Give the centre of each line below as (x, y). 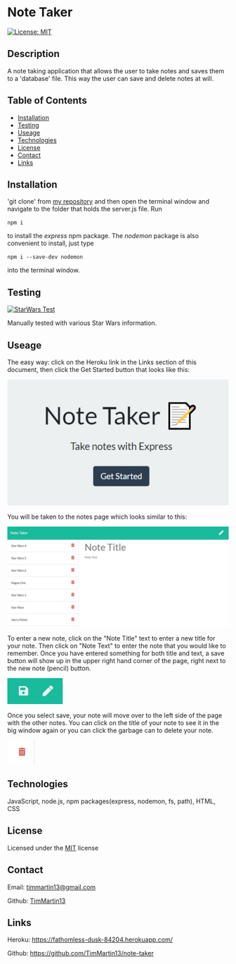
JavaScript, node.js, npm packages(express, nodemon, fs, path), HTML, (111, 801)
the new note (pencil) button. (49, 668)
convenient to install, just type (51, 243)
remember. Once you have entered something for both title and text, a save (116, 653)
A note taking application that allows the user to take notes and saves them (116, 70)
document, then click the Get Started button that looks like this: (99, 370)
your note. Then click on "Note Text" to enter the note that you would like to (117, 646)
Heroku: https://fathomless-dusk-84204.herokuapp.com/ (90, 940)
